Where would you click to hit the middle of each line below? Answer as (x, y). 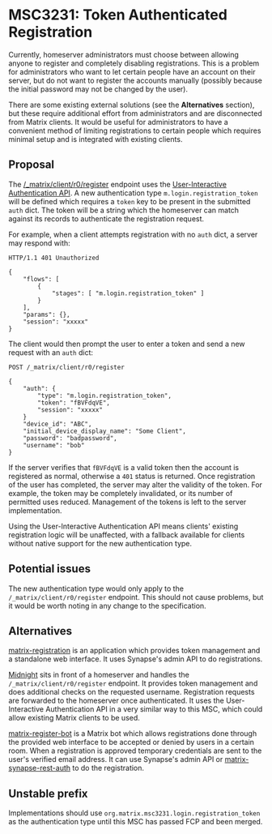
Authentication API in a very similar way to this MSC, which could (154, 709)
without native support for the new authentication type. (100, 543)
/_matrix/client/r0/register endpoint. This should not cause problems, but (136, 597)
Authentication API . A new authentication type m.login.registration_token (133, 193)
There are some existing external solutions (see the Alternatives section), (132, 105)
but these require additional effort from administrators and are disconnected (136, 113)
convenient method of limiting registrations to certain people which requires (135, 130)
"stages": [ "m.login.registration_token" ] (128, 293)
